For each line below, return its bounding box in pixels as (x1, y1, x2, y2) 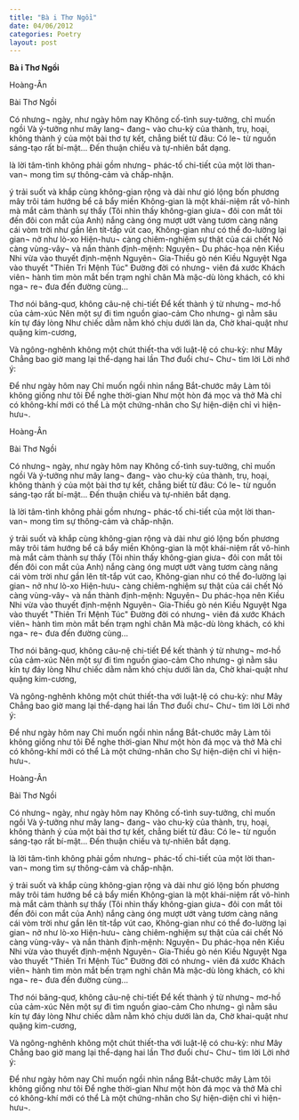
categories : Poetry (9, 29, 82, 38)
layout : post (9, 37, 58, 47)
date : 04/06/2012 (9, 21, 74, 30)
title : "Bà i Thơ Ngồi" (9, 12, 98, 22)
